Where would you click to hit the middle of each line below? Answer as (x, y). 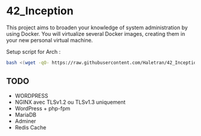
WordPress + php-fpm (42, 108)
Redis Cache (31, 127)
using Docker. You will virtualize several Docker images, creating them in (96, 33)
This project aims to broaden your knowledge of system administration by (97, 27)
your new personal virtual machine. (50, 40)
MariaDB (26, 115)
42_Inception (40, 11)
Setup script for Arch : (33, 51)
